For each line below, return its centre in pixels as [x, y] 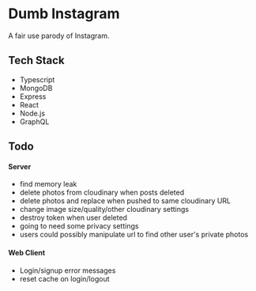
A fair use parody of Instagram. [59, 36]
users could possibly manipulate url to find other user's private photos [134, 235]
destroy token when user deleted [73, 217]
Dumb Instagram [64, 14]
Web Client [27, 252]
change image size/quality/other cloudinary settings [104, 210]
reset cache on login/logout [64, 278]
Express [33, 96]
